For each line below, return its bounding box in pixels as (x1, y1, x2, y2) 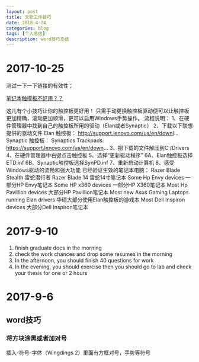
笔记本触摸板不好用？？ (6, 94, 63, 101)
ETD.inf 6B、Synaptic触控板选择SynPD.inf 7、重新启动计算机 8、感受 (6, 159, 175, 166)
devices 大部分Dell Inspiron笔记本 (6, 203, 89, 210)
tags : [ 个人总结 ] (6, 31, 46, 37)
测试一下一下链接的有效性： (6, 82, 74, 89)
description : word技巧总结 (6, 36, 69, 42)
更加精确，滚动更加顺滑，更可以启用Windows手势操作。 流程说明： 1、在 (6, 114, 185, 121)
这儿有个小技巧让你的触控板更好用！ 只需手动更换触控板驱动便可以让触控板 (6, 107, 190, 114)
